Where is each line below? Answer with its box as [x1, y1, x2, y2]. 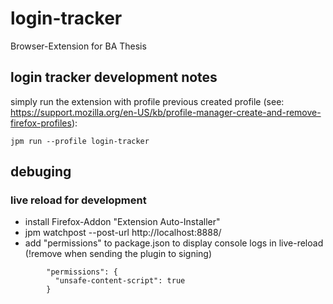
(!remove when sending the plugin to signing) [24, 248, 213, 260]
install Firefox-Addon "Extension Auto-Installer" [24, 216, 221, 228]
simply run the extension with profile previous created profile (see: [10, 95, 285, 107]
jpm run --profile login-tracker [10, 136, 150, 146]
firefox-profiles [10, 117, 72, 129]
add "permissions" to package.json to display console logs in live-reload [24, 237, 324, 249]
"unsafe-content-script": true [54, 276, 186, 286]
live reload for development [10, 193, 147, 207]
